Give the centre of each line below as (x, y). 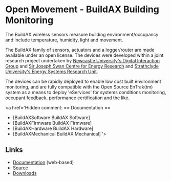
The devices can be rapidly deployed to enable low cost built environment (83, 81)
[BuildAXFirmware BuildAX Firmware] (52, 123)
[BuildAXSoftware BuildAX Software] (51, 117)
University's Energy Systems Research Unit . (52, 71)
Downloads (25, 173)
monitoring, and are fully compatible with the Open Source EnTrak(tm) (79, 87)
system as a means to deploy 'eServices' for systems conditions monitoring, (86, 92)
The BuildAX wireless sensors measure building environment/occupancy (82, 34)
